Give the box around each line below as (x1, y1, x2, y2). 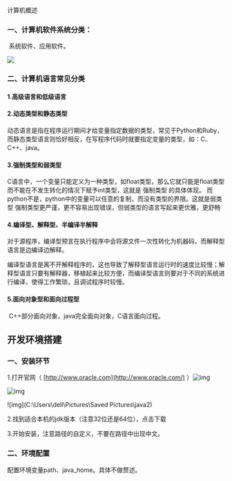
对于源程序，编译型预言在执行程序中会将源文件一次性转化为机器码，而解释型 (7, 237, 225, 246)
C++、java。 (7, 144, 43, 152)
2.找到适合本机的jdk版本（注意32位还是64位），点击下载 (7, 415, 167, 424)
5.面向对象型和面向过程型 (7, 295, 80, 303)
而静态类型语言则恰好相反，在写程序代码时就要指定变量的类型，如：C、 (7, 135, 212, 143)
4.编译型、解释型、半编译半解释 (7, 220, 98, 228)
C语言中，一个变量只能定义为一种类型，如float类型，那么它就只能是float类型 (7, 177, 225, 185)
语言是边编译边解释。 (7, 246, 68, 254)
